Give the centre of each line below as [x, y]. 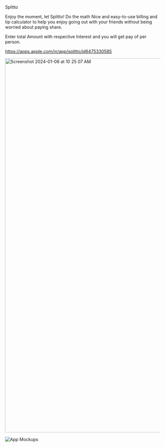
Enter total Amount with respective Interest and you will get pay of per [76, 37]
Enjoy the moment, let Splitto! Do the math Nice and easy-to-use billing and [81, 16]
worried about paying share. [34, 27]
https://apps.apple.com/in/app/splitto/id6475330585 [58, 51]
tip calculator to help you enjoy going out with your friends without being [79, 22]
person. [13, 42]
